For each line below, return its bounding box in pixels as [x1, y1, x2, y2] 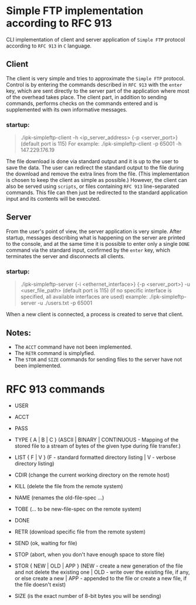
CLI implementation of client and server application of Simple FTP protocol [6, 36, 185, 43]
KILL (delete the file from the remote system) [14, 482, 123, 489]
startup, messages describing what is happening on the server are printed [6, 234, 185, 241]
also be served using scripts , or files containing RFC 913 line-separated [6, 183, 180, 190]
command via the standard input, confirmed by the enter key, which [6, 246, 171, 254]
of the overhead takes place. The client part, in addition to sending [6, 93, 167, 100]
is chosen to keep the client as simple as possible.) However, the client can [6, 177, 188, 184]
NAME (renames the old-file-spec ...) [14, 494, 104, 501]
